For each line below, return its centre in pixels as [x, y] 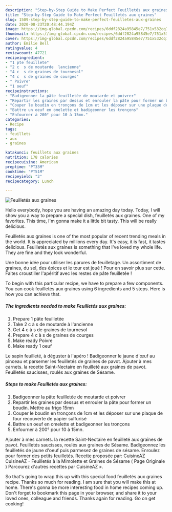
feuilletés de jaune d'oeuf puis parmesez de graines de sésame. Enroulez [83, 451]
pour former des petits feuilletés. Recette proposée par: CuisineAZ [75, 456]
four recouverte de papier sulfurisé [50, 419]
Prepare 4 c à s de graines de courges [53, 335]
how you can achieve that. [33, 294]
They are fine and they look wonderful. [46, 253]
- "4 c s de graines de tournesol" [44, 72]
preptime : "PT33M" [25, 167]
